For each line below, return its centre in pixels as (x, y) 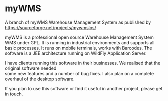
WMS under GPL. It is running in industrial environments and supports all (80, 42)
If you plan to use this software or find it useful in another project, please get (84, 88)
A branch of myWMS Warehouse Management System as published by (78, 22)
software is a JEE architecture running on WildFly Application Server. (76, 53)
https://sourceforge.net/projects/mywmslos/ (51, 27)
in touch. (14, 94)
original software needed (31, 68)
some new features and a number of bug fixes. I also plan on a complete (80, 73)
